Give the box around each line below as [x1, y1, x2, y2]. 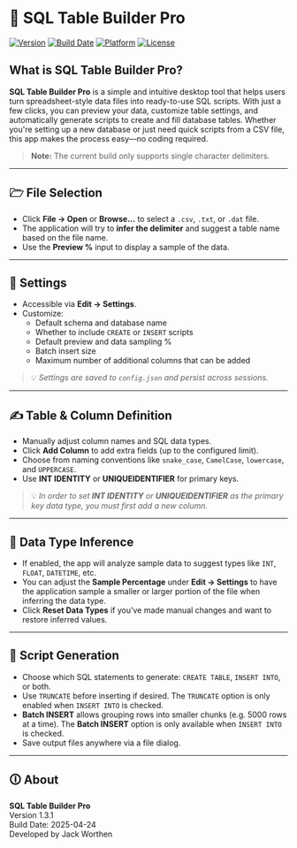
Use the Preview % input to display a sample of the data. [21, 241, 230, 252]
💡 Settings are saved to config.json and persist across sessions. [30, 372, 269, 383]
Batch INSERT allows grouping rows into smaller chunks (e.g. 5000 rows [21, 709, 287, 720]
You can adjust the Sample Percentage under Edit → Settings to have [21, 577, 278, 587]
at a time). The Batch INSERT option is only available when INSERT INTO [21, 718, 283, 729]
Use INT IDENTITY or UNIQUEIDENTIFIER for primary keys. [21, 473, 240, 485]
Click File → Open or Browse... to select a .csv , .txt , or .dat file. [21, 213, 259, 224]
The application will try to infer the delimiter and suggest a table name [21, 223, 280, 233]
